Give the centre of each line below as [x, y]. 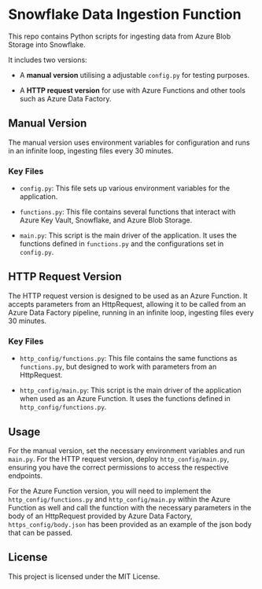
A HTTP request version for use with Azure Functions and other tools [133, 90]
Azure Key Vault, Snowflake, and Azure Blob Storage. [106, 220]
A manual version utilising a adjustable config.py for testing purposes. [135, 75]
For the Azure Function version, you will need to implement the [110, 491]
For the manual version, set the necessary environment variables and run [127, 451]
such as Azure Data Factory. [65, 98]
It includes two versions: [48, 60]
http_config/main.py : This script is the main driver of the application [130, 390]
